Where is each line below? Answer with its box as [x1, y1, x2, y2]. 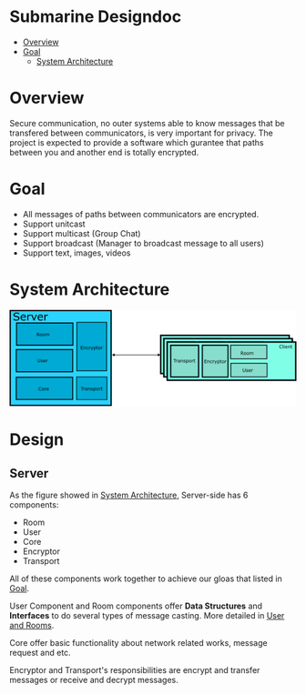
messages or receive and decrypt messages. [9, 674, 179, 685]
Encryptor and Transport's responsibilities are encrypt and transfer [9, 664, 260, 675]
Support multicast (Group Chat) [22, 227, 141, 238]
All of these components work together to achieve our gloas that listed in [9, 573, 282, 584]
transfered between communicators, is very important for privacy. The [9, 127, 273, 138]
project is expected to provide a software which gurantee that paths [9, 136, 264, 147]
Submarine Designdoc [9, 6, 182, 27]
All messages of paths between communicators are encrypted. [22, 208, 260, 219]
